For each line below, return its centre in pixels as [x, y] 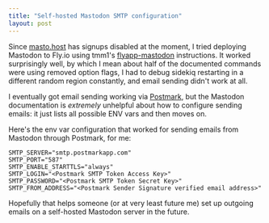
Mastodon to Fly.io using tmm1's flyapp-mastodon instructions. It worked [130, 55]
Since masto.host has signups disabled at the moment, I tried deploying [127, 46]
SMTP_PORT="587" [36, 160]
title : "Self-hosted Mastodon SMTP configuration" [95, 16]
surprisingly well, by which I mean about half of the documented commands [135, 63]
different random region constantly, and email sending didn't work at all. [128, 81]
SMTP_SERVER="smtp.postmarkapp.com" [70, 153]
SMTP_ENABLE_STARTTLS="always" [61, 166]
